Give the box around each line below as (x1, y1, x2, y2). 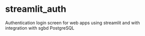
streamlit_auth (5, 3, 66, 15)
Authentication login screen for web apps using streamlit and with (5, 20, 141, 26)
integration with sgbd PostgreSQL (5, 25, 75, 31)
